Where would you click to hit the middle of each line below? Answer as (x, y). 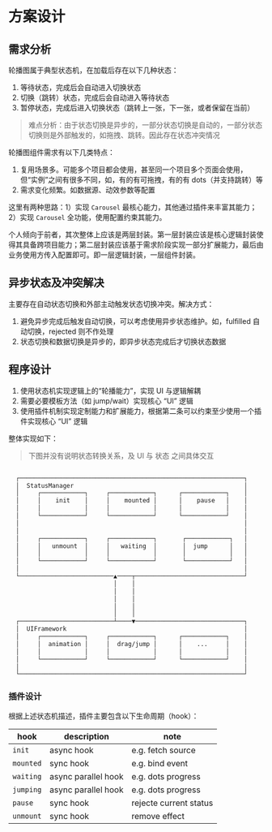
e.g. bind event (160, 763)
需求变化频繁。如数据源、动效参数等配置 (87, 190)
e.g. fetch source (164, 750)
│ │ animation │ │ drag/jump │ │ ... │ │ (132, 644)
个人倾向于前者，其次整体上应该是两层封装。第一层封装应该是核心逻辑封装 (132, 235)
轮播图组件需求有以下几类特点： (62, 152)
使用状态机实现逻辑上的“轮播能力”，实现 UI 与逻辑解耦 (110, 390)
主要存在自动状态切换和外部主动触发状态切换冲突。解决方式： (111, 304)
